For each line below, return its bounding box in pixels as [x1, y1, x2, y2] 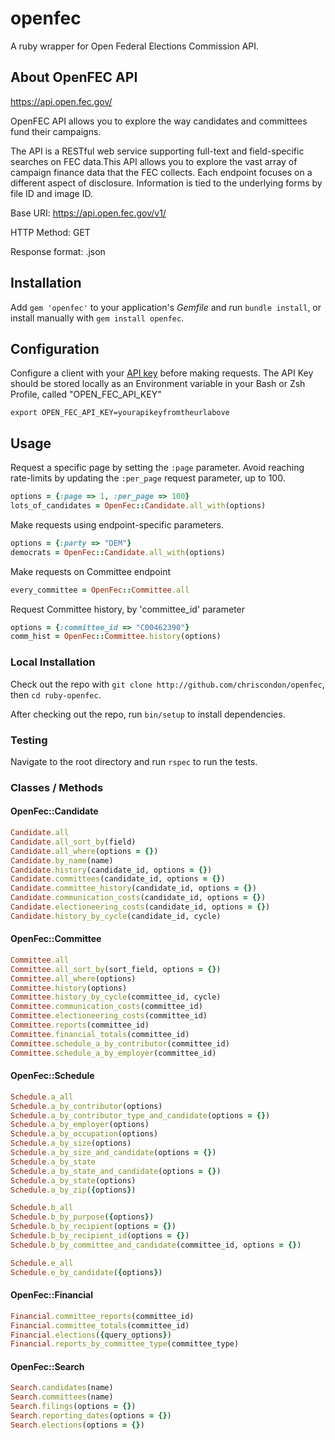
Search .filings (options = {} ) [10, 1402, 137, 1412]
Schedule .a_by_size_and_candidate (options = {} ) [10, 1148, 217, 1158]
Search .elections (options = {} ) [10, 1420, 145, 1430]
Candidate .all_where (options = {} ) [10, 846, 159, 856]
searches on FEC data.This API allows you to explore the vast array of [10, 155, 298, 167]
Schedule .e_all [10, 1258, 74, 1268]
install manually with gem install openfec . [10, 312, 185, 324]
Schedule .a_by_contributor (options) [10, 1101, 163, 1111]
